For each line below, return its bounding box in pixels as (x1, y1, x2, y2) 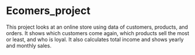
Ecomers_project (6, 4, 90, 18)
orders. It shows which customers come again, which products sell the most (6, 29, 190, 36)
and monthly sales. (6, 42, 51, 49)
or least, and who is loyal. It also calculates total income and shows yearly (6, 36, 184, 43)
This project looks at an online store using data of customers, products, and (6, 23, 189, 30)
